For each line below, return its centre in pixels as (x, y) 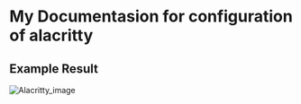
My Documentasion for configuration (151, 17)
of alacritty (51, 35)
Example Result (54, 69)
